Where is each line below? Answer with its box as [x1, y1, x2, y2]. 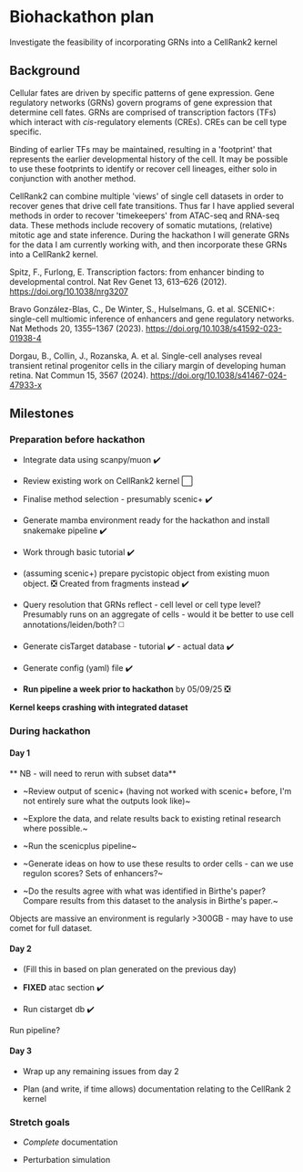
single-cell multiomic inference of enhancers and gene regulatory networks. [9, 313, 295, 324]
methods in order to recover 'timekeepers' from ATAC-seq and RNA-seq [9, 210, 280, 221]
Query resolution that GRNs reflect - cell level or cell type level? [22, 600, 261, 611]
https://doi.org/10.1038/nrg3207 [9, 286, 129, 297]
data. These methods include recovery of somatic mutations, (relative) [9, 219, 273, 230]
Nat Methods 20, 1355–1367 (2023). [9, 322, 144, 334]
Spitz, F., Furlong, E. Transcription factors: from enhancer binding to [9, 267, 265, 277]
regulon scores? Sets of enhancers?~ [22, 867, 164, 878]
